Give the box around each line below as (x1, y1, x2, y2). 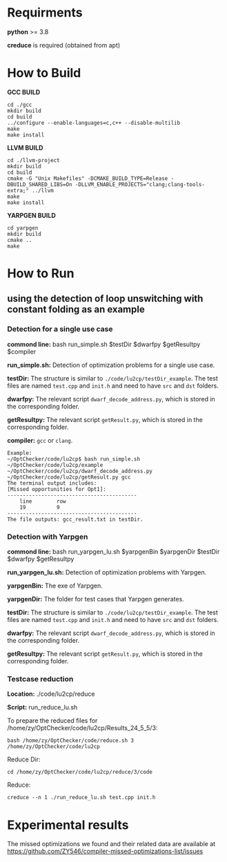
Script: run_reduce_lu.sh (7, 703, 78, 712)
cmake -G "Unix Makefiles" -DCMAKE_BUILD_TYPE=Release (7, 174, 168, 182)
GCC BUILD (7, 88, 41, 96)
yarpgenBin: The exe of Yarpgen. (7, 581, 103, 590)
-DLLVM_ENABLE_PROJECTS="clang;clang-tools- (75, 181, 206, 188)
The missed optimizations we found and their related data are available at (7, 840, 216, 848)
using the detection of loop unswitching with (7, 293, 204, 305)
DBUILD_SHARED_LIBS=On (7, 181, 72, 188)
